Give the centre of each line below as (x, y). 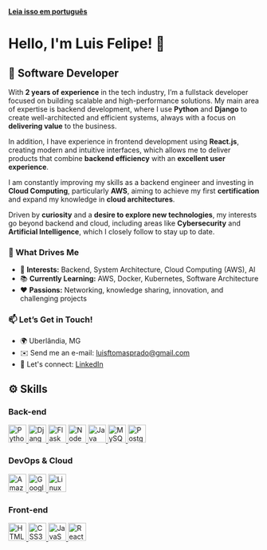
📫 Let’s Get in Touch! (51, 320)
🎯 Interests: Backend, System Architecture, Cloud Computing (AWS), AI (137, 269)
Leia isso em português (48, 12)
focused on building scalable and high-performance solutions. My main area (133, 100)
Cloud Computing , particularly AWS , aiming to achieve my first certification (134, 191)
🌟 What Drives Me (44, 252)
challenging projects (53, 299)
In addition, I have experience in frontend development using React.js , (124, 141)
